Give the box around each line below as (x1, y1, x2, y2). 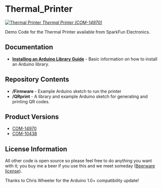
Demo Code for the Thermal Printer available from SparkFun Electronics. (5, 29, 150, 35)
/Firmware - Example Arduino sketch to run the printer (12, 88, 122, 94)
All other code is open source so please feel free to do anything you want (5, 158, 152, 164)
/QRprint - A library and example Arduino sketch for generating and (12, 94, 148, 99)
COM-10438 (12, 131, 37, 137)
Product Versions (5, 113, 59, 121)
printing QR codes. (12, 98, 50, 104)
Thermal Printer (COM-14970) (42, 19, 103, 25)
